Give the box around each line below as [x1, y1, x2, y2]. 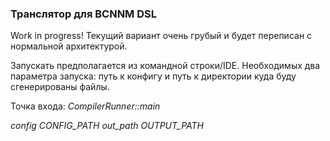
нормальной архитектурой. [10, 40, 128, 52]
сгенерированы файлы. [10, 81, 110, 93]
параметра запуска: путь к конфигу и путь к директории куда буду [10, 70, 297, 82]
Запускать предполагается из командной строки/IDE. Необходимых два [10, 60, 321, 72]
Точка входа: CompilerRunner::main [10, 100, 161, 112]
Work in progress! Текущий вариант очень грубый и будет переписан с [10, 30, 313, 42]
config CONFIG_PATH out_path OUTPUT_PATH [10, 120, 204, 132]
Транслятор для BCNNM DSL [10, 7, 158, 21]
